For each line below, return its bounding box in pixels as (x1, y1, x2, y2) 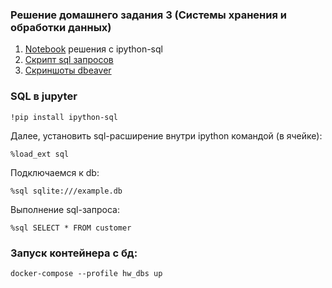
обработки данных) (10, 20, 112, 34)
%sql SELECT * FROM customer (10, 223, 132, 233)
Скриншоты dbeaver (24, 64, 112, 77)
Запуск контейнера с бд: (10, 246, 138, 260)
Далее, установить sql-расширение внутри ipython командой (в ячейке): (10, 129, 323, 142)
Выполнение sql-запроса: (10, 203, 120, 215)
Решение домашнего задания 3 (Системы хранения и (10, 8, 287, 22)
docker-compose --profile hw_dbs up (10, 268, 163, 278)
